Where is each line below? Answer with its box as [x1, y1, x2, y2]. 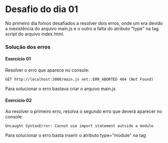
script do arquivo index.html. [5, 31, 64, 37]
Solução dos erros [5, 43, 51, 50]
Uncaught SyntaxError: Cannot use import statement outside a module [5, 123, 154, 129]
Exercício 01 [5, 56, 31, 62]
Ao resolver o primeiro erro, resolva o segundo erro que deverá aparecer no [5, 108, 162, 114]
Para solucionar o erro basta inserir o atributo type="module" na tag [5, 132, 146, 138]
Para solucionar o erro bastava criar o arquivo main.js [5, 86, 116, 92]
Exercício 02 [5, 97, 32, 103]
